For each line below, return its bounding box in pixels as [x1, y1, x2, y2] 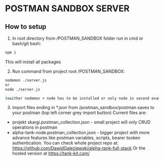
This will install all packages [5, 59, 61, 65]
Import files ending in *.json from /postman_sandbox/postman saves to [12, 105, 155, 111]
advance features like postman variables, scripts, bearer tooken [12, 135, 141, 141]
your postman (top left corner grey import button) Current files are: [12, 110, 147, 115]
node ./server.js [5, 87, 41, 92]
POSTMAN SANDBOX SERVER [5, 3, 130, 14]
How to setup [5, 23, 46, 31]
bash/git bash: [12, 41, 41, 46]
